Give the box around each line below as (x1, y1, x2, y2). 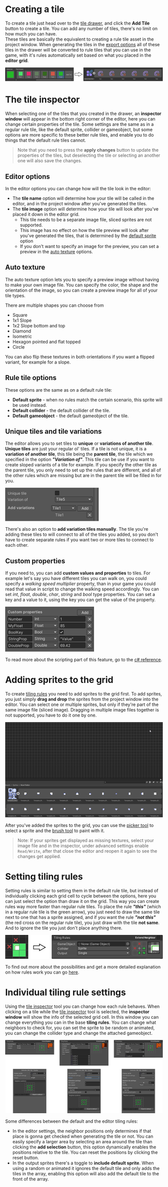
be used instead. (12, 402, 47, 408)
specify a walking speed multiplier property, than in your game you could (5, 581, 156, 587)
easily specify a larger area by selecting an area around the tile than (12, 1139, 152, 1145)
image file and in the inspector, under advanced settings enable (17, 843, 149, 849)
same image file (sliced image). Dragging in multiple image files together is (5, 707, 159, 713)
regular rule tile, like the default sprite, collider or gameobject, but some (5, 127, 153, 133)
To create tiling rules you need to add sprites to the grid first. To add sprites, (5, 691, 162, 697)
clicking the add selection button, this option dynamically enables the (12, 1144, 156, 1150)
